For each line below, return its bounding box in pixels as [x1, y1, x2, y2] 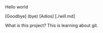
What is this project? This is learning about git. [5, 22, 99, 28]
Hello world [5, 4, 28, 10]
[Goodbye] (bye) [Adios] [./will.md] [5, 13, 76, 19]
